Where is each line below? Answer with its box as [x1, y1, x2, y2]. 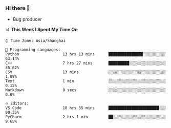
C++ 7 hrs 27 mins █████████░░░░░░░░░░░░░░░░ [5, 61, 166, 66]
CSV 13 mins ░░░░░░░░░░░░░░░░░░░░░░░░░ [5, 70, 166, 75]
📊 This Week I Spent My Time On [5, 27, 78, 33]
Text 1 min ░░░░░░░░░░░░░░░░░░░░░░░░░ [5, 79, 166, 84]
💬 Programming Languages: [5, 47, 60, 53]
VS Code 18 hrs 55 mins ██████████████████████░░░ [5, 105, 166, 111]
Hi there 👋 [5, 5, 31, 12]
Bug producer [12, 16, 42, 23]
